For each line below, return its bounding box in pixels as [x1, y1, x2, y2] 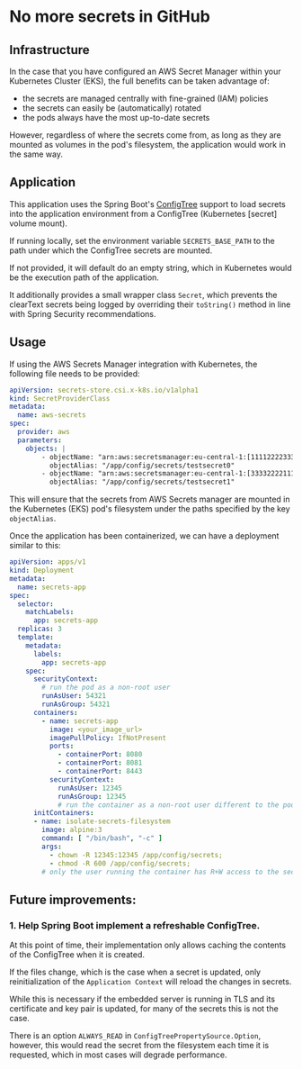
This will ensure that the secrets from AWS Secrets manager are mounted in [9, 494, 290, 505]
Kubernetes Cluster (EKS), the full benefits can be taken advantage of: [9, 76, 270, 86]
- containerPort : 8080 [57, 750, 143, 759]
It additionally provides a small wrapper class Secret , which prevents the [9, 289, 278, 300]
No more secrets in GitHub [9, 6, 211, 27]
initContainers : [32, 809, 94, 818]
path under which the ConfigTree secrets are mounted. [9, 245, 213, 256]
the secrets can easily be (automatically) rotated [22, 103, 202, 113]
